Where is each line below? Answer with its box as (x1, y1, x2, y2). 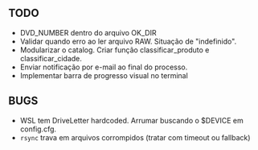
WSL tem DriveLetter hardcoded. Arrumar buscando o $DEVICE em (19, 115, 244, 125)
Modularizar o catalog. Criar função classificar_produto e (19, 44, 210, 55)
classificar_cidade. (19, 53, 83, 63)
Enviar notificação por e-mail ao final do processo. (19, 62, 188, 72)
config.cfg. (19, 124, 57, 134)
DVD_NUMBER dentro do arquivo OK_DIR (19, 27, 157, 37)
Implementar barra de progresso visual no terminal (19, 70, 189, 80)
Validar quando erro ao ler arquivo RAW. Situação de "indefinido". (19, 36, 237, 46)
